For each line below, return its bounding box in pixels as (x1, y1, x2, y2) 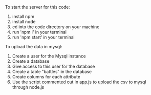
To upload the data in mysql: (5, 44, 63, 49)
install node (12, 19, 36, 24)
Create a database (12, 58, 50, 64)
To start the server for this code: (5, 4, 70, 10)
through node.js (12, 84, 44, 90)
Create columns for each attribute (12, 74, 81, 79)
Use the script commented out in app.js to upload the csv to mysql (12, 79, 147, 85)
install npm (12, 14, 35, 19)
